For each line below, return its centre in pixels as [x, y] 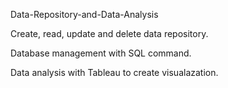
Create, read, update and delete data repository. [109, 33]
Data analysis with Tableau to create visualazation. [114, 72]
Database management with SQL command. [101, 53]
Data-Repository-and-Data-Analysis [84, 14]
